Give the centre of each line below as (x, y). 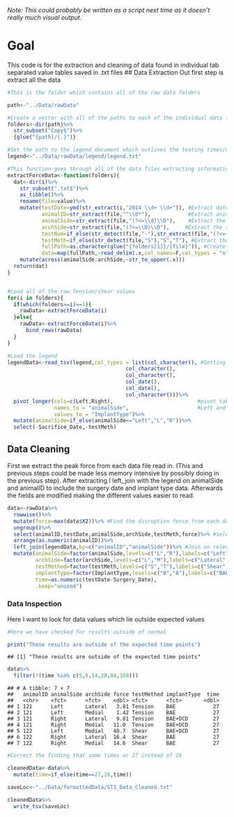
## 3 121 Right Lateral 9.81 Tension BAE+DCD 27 (113, 719)
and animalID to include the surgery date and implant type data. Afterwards (115, 488)
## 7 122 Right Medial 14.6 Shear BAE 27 (113, 743)
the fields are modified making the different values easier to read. (101, 495)
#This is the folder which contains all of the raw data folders (104, 92)
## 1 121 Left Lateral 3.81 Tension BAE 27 (113, 707)
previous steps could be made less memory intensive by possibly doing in (113, 473)
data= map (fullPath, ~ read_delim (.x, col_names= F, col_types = (129, 253)
